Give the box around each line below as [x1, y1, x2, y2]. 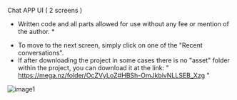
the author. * [17, 28, 55, 35]
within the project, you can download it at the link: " [17, 64, 169, 72]
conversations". [17, 49, 64, 57]
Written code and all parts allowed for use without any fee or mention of [17, 20, 230, 28]
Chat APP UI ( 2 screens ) [7, 6, 83, 14]
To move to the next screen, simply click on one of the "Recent [17, 41, 203, 49]
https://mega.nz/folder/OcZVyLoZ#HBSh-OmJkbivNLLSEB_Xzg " [17, 71, 210, 79]
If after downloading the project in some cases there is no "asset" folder [17, 56, 231, 65]
